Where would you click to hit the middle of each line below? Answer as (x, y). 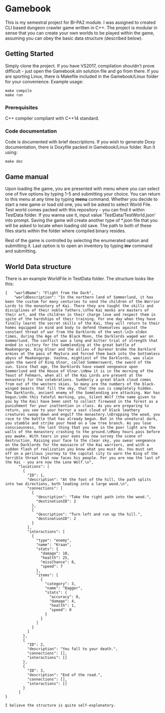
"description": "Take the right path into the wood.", (94, 497)
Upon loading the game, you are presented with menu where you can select (82, 189)
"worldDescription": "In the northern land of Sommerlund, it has (84, 297)
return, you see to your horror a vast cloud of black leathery (73, 410)
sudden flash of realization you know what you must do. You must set (79, 449)
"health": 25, (55, 558)
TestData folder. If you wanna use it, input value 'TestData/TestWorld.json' (81, 215)
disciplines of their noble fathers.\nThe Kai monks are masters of (77, 310)
